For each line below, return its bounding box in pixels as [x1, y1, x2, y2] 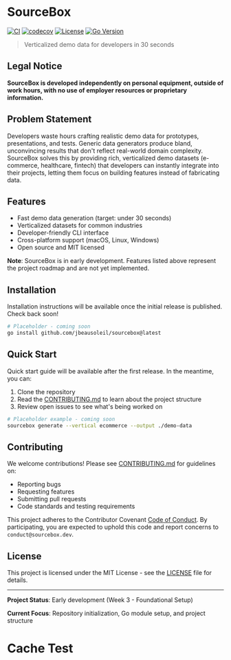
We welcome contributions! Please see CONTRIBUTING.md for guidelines [7, 460, 216, 468]
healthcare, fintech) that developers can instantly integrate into [41, 161, 219, 169]
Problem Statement [7, 113, 92, 125]
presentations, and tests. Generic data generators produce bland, [7, 139, 192, 147]
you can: [7, 374, 32, 382]
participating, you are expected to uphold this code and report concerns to [7, 523, 219, 532]
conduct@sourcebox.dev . [7, 530, 74, 538]
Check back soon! [7, 310, 58, 318]
